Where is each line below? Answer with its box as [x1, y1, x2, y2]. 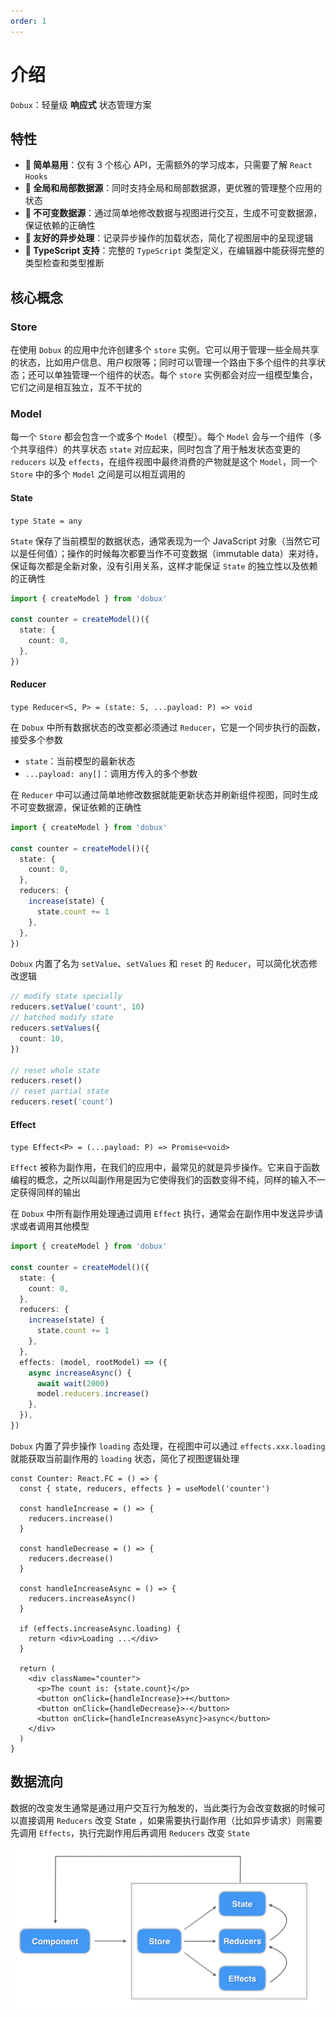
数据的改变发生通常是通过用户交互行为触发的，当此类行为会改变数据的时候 [10, 1801, 317, 1814]
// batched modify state [10, 1013, 114, 1023]
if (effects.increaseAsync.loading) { [19, 1623, 182, 1634]
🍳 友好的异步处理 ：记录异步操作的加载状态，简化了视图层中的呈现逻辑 [24, 232, 314, 244]
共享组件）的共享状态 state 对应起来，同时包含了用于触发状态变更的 [18, 443, 301, 455]
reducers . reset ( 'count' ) [10, 1097, 114, 1107]
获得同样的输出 [18, 1186, 81, 1199]
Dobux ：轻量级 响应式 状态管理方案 [10, 98, 152, 110]
